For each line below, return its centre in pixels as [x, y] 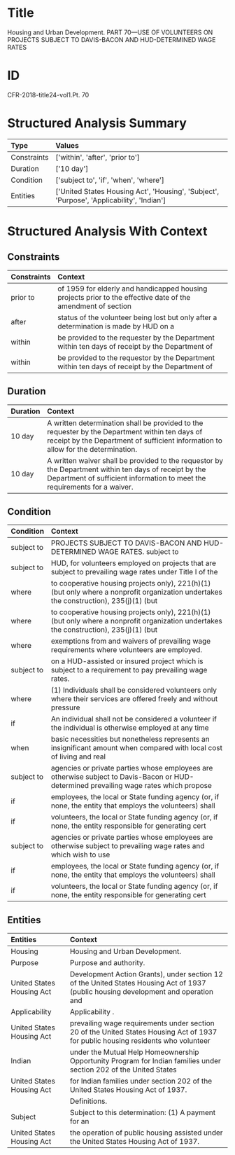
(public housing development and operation [141, 992]
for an [79, 1121]
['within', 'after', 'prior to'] [98, 157]
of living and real [79, 756]
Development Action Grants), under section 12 [147, 974]
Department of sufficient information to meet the [127, 478]
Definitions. [88, 1101]
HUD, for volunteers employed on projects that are [134, 563]
